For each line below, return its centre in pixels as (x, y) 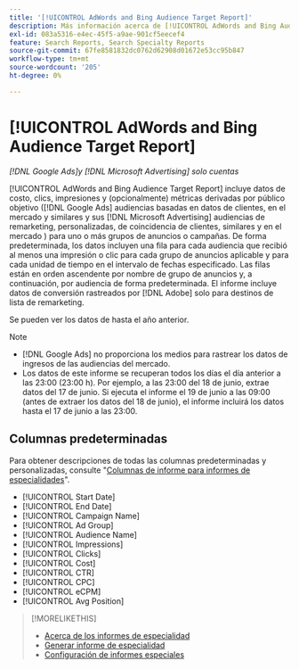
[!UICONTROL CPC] (58, 582)
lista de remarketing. (47, 302)
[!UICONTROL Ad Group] (68, 525)
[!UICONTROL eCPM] (61, 591)
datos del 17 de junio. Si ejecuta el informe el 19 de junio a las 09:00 (146, 392)
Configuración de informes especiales (114, 654)
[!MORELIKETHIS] (64, 618)
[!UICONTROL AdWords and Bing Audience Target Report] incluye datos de (148, 188)
